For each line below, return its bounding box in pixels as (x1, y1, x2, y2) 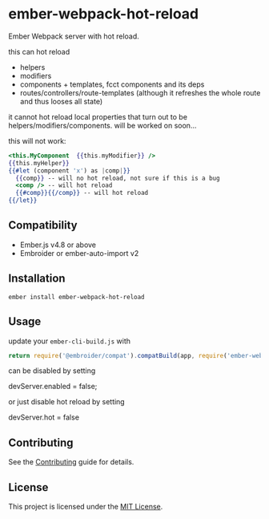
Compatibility (8, 218, 78, 233)
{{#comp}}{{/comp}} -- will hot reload (15, 189, 149, 197)
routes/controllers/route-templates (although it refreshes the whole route (19, 87, 261, 97)
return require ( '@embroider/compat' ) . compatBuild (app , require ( (8, 351, 227, 359)
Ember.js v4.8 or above (19, 240, 97, 249)
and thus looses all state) (19, 96, 102, 106)
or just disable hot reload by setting (8, 397, 126, 407)
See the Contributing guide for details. (8, 457, 134, 467)
